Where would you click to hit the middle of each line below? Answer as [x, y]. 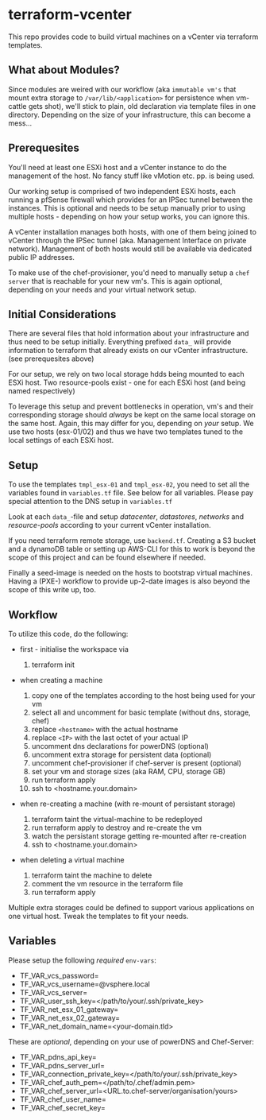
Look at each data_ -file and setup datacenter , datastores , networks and [126, 517]
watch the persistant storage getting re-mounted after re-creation [139, 836]
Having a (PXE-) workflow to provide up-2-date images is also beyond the [129, 581]
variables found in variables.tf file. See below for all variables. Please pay [131, 493]
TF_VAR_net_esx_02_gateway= [70, 1017]
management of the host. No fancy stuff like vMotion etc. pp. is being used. [132, 176]
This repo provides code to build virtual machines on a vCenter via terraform [133, 37]
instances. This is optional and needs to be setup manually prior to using [127, 207]
